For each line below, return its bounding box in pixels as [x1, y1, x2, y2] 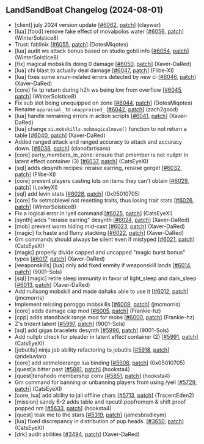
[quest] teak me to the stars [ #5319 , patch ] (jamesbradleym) [14, 411, 167, 418]
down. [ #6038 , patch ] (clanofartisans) [14, 144, 111, 152]
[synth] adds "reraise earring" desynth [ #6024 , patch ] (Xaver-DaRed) [14, 216, 190, 223]
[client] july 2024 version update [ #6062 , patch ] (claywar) [14, 21, 161, 28]
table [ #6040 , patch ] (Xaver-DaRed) [14, 131, 106, 139]
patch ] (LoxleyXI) [14, 183, 59, 191]
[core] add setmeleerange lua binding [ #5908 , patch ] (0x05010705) [14, 359, 186, 366]
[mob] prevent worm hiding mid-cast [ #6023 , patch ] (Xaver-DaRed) [14, 223, 186, 230]
